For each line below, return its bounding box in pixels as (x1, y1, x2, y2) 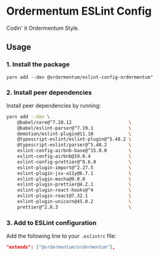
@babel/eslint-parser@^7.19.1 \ (17, 125, 132, 131)
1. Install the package (6, 60, 70, 69)
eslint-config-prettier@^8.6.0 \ (17, 159, 132, 165)
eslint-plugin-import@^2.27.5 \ (17, 164, 132, 171)
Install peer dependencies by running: (6, 102, 101, 109)
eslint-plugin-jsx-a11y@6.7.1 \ (17, 170, 132, 176)
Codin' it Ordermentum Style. (6, 24, 79, 32)
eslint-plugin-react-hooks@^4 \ (17, 187, 132, 193)
